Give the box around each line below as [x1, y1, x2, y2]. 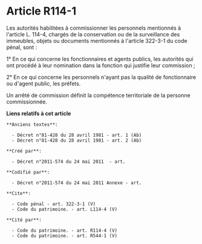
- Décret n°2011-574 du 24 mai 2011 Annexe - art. [11, 180, 142, 186]
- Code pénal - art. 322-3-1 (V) [11, 201, 96, 207]
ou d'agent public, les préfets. [6, 80, 81, 87]
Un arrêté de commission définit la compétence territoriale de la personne [6, 91, 191, 99]
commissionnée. [6, 98, 47, 105]
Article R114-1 [6, 4, 77, 18]
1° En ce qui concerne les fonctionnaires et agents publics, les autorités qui [6, 55, 194, 62]
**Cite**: [6, 190, 31, 196]
